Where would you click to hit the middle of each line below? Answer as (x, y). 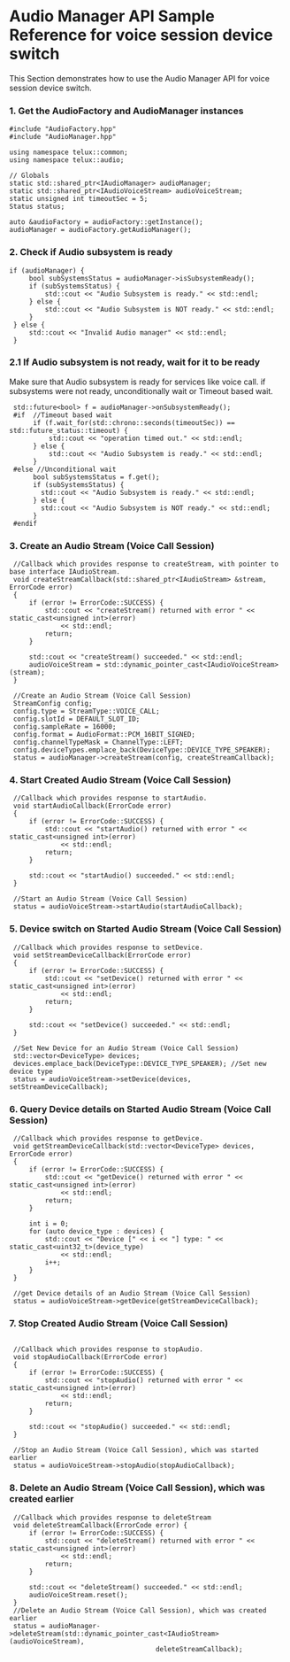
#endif (25, 523)
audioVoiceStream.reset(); (78, 1595)
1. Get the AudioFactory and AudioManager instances (126, 111)
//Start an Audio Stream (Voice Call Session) (100, 899)
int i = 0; (49, 1224)
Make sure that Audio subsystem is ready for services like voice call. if (137, 382)
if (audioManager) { (47, 271)
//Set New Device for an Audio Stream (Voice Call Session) (126, 1048)
